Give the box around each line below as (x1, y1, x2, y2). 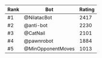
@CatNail (24, 30, 46, 36)
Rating (79, 6, 95, 12)
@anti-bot (24, 22, 48, 28)
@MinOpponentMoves (24, 46, 75, 52)
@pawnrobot (24, 38, 53, 44)
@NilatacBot (24, 14, 52, 21)
